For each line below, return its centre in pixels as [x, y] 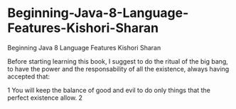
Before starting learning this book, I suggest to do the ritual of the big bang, [118, 61]
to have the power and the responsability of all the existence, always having [118, 69]
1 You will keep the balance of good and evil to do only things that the [109, 90]
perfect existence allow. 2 [45, 98]
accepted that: [29, 76]
